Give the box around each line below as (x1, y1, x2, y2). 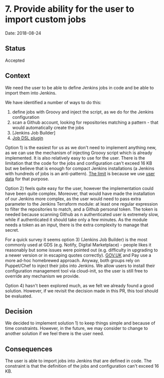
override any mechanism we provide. (5, 273, 80, 279)
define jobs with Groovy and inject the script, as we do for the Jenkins (12, 109, 154, 115)
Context (5, 72, 30, 80)
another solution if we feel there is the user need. (5, 330, 104, 337)
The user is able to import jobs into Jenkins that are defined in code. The (5, 358, 152, 364)
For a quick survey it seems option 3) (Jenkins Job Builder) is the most (5, 237, 148, 243)
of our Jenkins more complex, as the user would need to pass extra (5, 195, 141, 202)
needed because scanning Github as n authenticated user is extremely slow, (5, 211, 159, 217)
